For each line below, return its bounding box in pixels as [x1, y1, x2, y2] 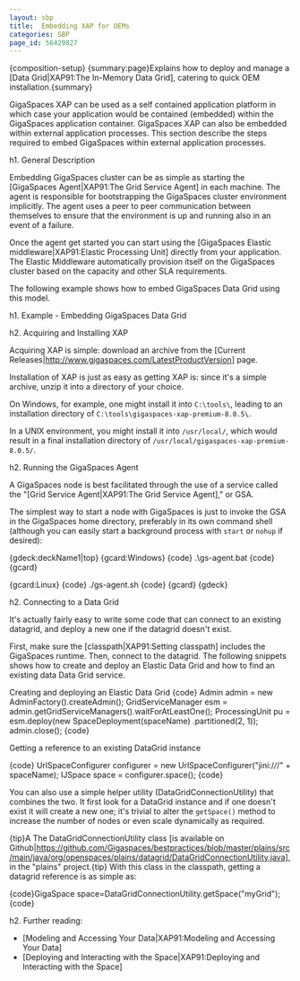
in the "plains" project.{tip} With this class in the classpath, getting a [9, 862, 261, 872]
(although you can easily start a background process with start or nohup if [9, 526, 284, 537]
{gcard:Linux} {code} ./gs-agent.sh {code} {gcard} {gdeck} [9, 580, 228, 591]
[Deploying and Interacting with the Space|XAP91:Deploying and [21, 952, 261, 963]
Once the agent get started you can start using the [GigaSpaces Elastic [9, 237, 271, 248]
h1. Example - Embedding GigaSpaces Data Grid [9, 311, 187, 321]
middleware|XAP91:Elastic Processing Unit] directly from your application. [9, 247, 282, 258]
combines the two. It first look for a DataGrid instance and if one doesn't [9, 796, 276, 808]
